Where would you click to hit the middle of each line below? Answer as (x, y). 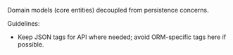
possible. (31, 44)
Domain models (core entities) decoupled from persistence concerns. (108, 10)
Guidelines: (24, 23)
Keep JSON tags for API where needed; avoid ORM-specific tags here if (122, 37)
